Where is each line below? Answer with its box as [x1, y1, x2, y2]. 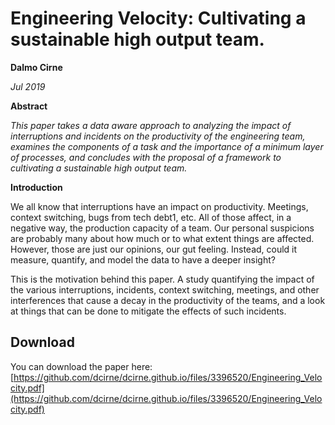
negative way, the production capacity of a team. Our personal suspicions [10, 222, 315, 234]
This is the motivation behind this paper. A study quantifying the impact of [10, 273, 315, 285]
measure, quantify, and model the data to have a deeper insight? [10, 253, 276, 266]
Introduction [10, 181, 63, 193]
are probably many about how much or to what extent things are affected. [10, 232, 315, 244]
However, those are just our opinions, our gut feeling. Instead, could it [10, 243, 298, 255]
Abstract [10, 100, 48, 112]
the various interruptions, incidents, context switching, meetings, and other [10, 283, 320, 296]
